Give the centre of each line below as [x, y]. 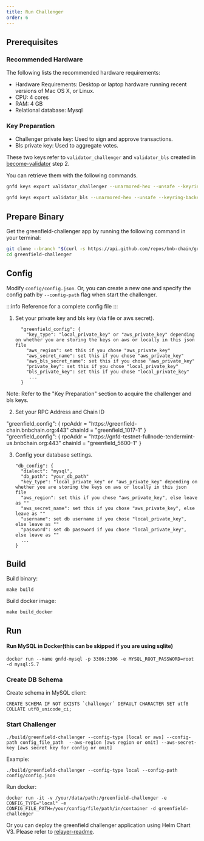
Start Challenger [31, 724]
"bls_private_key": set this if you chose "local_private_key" [108, 372]
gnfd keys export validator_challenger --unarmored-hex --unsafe [90, 187]
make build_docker [29, 612]
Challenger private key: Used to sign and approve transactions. [94, 139]
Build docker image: [31, 601]
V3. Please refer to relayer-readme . [50, 831]
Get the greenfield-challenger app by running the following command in [96, 231]
